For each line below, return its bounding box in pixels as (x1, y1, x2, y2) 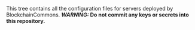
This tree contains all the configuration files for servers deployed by (6, 5, 173, 12)
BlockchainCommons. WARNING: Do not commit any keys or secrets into (6, 11, 190, 18)
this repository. (6, 18, 45, 24)
